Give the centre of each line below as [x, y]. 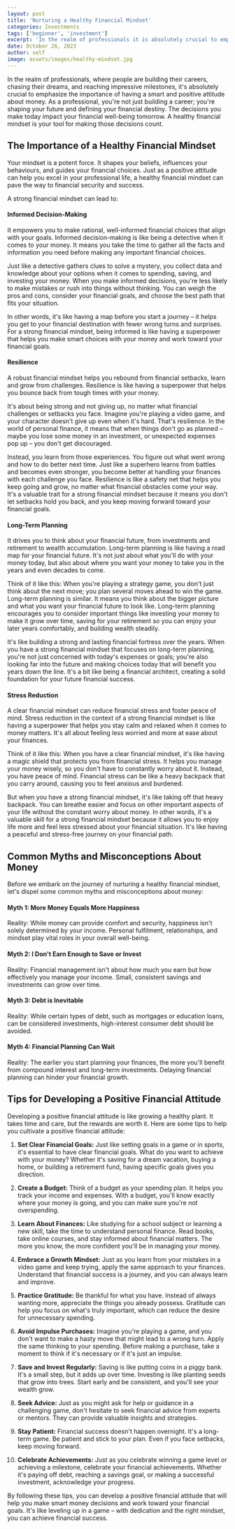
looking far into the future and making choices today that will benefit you [112, 664]
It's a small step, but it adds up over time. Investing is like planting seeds [121, 1374]
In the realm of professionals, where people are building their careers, [108, 79]
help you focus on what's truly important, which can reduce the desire [119, 1310]
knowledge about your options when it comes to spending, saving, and [109, 273]
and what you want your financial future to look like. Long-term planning [111, 606]
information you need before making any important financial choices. [107, 252]
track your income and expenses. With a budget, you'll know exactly [116, 1195]
